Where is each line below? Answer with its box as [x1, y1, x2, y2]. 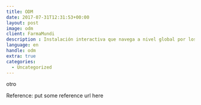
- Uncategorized [11, 64, 52, 70]
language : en [6, 42, 39, 48]
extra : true [6, 53, 36, 59]
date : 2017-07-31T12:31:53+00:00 [6, 14, 90, 20]
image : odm [6, 25, 33, 32]
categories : [6, 58, 36, 64]
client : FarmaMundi [6, 31, 55, 37]
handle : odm [6, 48, 36, 54]
